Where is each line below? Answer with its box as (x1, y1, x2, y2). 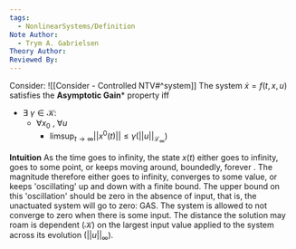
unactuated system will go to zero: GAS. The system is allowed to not (9, 200, 268, 211)
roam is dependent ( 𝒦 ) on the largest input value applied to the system (9, 219, 274, 230)
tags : (9, 13, 30, 23)
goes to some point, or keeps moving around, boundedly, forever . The (9, 161, 273, 172)
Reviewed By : (9, 55, 59, 64)
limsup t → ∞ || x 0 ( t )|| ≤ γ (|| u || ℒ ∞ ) (49, 129, 168, 145)
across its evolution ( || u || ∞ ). (9, 229, 114, 243)
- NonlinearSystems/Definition (17, 22, 136, 31)
